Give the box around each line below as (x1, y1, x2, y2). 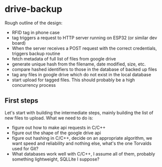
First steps (4, 97, 38, 105)
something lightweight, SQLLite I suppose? (11, 156, 100, 162)
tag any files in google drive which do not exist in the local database (11, 71, 152, 77)
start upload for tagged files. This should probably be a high (11, 77, 135, 83)
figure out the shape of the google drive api (11, 130, 101, 136)
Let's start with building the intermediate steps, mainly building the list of (4, 110, 154, 115)
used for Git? (11, 145, 39, 152)
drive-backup (4, 3, 63, 15)
